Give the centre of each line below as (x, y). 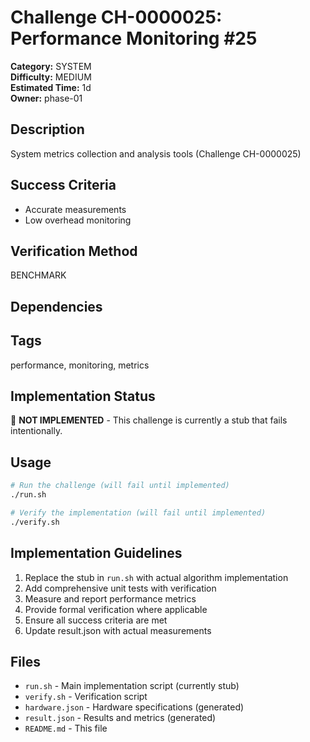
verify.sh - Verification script (86, 697)
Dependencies (56, 306)
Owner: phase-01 (46, 98)
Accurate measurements (75, 209)
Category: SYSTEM (51, 66)
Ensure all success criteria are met (96, 620)
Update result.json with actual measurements (118, 630)
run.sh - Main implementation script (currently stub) (132, 686)
